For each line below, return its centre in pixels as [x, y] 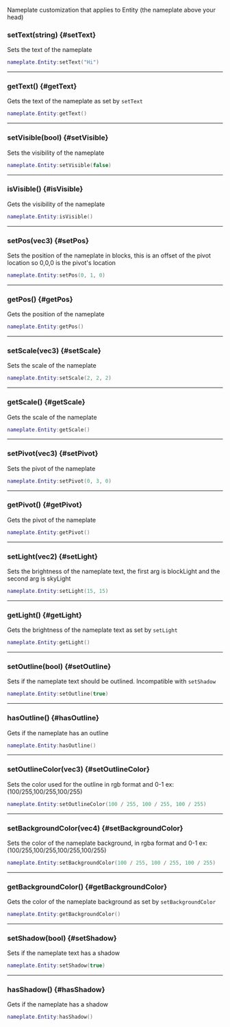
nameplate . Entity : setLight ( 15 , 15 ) [58, 592]
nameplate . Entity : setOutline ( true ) [58, 694]
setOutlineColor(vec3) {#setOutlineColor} [79, 770]
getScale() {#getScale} [46, 402]
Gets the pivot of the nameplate [52, 520]
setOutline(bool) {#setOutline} [59, 666]
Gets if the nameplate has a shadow [57, 1004]
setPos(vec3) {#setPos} [48, 240]
